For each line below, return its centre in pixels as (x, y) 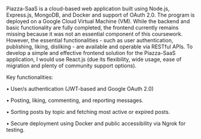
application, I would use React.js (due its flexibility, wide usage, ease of (94, 59)
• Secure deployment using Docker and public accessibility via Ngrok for (96, 123)
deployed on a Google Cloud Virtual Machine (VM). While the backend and (98, 21)
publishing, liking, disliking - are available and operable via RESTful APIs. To (100, 47)
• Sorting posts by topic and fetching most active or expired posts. (88, 112)
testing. (16, 130)
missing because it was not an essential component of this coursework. (95, 34)
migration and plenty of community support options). (71, 66)
